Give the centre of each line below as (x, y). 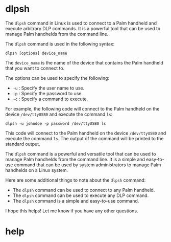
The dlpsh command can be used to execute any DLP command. (81, 195)
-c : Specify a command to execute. (50, 99)
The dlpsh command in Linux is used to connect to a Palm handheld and (81, 23)
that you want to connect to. (35, 68)
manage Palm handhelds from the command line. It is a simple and (75, 159)
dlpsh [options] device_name (36, 53)
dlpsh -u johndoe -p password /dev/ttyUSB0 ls (56, 123)
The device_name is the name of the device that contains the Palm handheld (84, 62)
